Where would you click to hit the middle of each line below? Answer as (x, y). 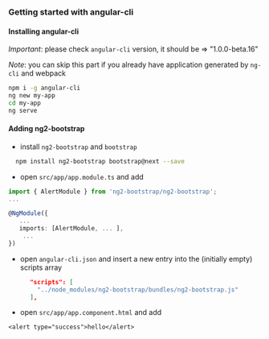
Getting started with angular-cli (71, 12)
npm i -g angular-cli (45, 88)
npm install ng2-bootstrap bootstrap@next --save (100, 161)
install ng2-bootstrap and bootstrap (79, 147)
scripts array (41, 267)
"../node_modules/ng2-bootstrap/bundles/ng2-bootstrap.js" (138, 289)
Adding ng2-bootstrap (47, 129)
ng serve (23, 110)
